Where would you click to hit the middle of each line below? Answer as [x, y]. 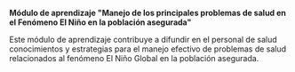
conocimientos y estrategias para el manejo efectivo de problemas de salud [148, 49]
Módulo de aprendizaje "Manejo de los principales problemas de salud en [148, 13]
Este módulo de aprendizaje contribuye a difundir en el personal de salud [143, 40]
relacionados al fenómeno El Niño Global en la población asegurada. [134, 58]
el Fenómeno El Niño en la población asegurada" [100, 22]
